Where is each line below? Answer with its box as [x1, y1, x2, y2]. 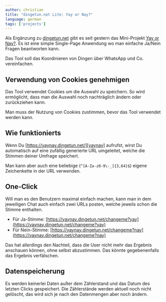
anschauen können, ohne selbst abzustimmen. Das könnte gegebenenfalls [5, 247, 159, 253]
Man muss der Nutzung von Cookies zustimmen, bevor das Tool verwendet [5, 109, 161, 115]
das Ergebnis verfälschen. [5, 252, 59, 258]
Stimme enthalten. [5, 206, 43, 212]
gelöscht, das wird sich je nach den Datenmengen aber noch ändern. [5, 291, 148, 297]
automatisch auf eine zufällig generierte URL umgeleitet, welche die [5, 147, 145, 154]
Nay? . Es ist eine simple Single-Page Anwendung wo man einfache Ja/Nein [5, 41, 161, 47]
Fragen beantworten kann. [5, 46, 60, 52]
